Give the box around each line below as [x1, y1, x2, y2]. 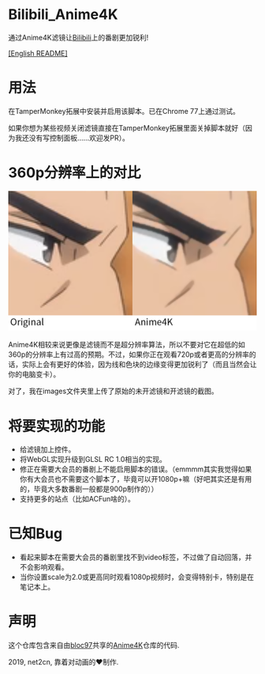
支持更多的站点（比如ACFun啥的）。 [19, 494, 136, 504]
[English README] [8, 48, 69, 58]
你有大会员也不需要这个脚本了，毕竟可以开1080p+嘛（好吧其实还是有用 [19, 475, 252, 484]
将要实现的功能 [8, 417, 106, 435]
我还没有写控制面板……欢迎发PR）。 [14, 133, 130, 142]
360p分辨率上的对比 [8, 164, 141, 182]
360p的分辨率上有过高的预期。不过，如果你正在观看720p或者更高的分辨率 [8, 350, 250, 359]
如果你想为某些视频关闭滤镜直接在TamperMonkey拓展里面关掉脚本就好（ [8, 123, 246, 132]
